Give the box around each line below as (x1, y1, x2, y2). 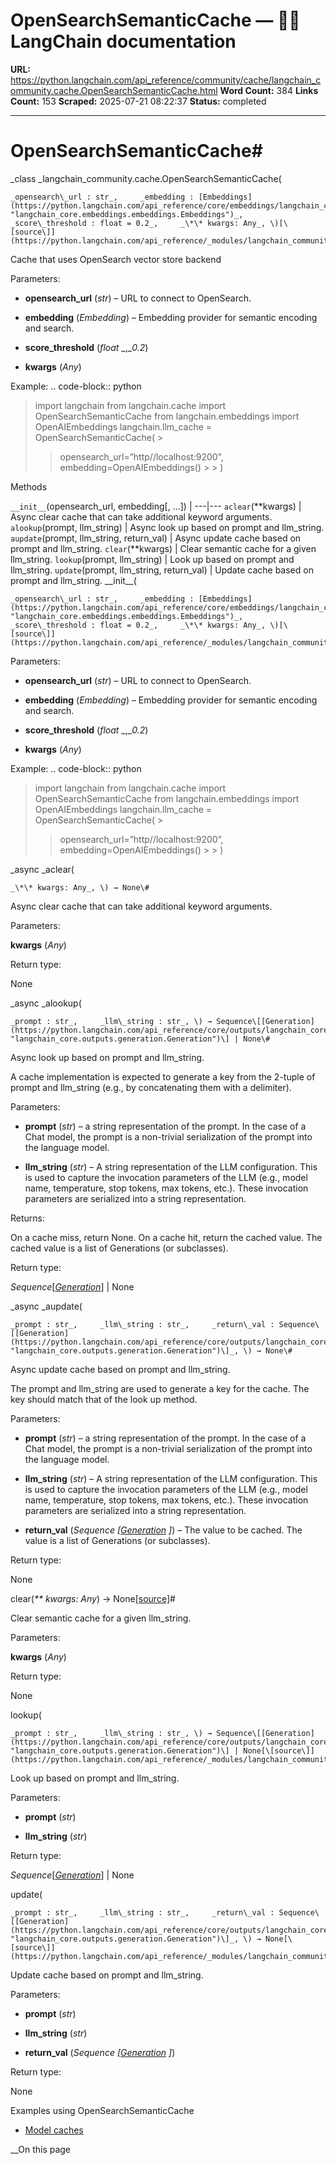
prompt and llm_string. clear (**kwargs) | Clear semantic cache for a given (10, 542, 317, 554)
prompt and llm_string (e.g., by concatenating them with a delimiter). (10, 1081, 292, 1093)
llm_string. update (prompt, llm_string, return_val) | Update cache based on (10, 564, 314, 576)
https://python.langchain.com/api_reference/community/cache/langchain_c (10, 74, 322, 86)
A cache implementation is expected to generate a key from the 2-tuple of (10, 1070, 316, 1083)
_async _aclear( (10, 863, 75, 875)
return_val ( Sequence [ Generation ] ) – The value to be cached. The (24, 1524, 303, 1536)
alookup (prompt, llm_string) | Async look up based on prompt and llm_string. (10, 521, 325, 533)
